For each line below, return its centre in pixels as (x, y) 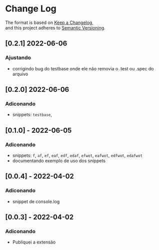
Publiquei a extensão (34, 242)
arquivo (20, 74)
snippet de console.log (36, 201)
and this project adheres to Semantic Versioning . (55, 27)
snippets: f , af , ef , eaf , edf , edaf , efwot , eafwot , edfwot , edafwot (77, 155)
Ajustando (18, 58)
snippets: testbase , (32, 115)
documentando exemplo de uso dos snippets (59, 161)
